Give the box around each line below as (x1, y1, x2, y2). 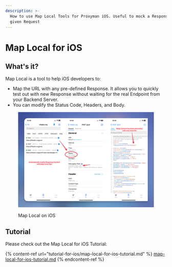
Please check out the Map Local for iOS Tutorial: (5, 241, 107, 247)
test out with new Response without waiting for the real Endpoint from (12, 91, 160, 97)
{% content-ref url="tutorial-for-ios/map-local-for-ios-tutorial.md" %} (5, 251, 153, 257)
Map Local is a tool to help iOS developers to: (5, 76, 101, 82)
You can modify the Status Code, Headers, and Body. (12, 102, 125, 108)
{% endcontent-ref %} (57, 256, 105, 262)
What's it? (5, 62, 39, 71)
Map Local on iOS (18, 213, 56, 219)
